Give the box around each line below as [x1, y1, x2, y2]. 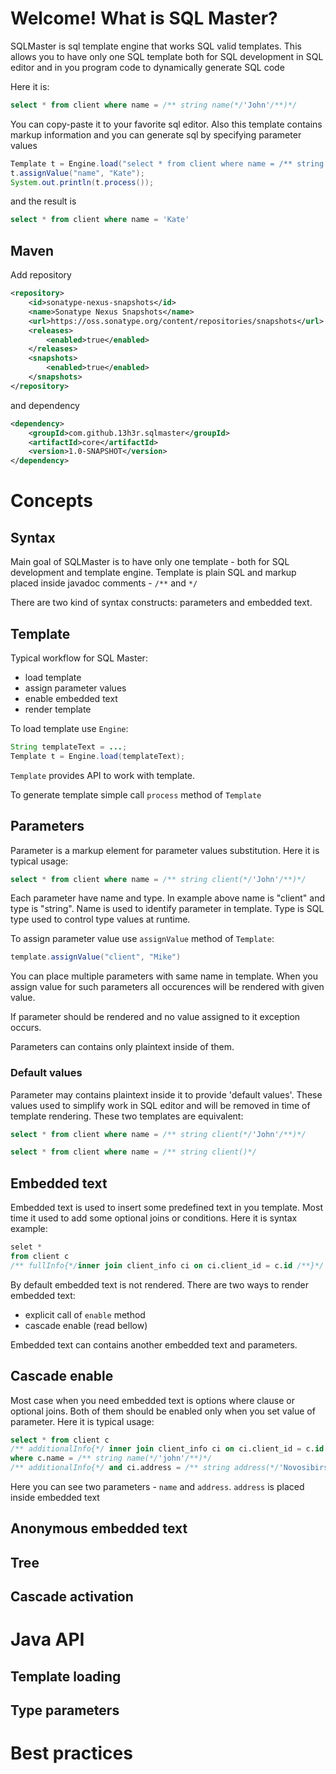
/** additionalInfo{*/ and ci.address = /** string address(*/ [10, 1463, 280, 1473]
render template [24, 703, 92, 715]
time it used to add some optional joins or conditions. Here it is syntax [10, 1212, 298, 1224]
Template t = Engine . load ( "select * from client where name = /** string [10, 158, 325, 169]
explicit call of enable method [24, 1308, 146, 1321]
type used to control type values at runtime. [10, 913, 191, 926]
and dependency [10, 399, 80, 411]
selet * [10, 1242, 43, 1252]
